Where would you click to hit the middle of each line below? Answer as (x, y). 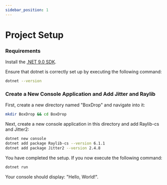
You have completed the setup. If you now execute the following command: (84, 158)
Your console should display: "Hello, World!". (52, 177)
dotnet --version (24, 81)
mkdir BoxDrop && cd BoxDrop (36, 115)
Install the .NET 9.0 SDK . (31, 62)
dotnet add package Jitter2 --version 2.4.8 (53, 148)
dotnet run (17, 167)
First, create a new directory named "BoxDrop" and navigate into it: (75, 105)
